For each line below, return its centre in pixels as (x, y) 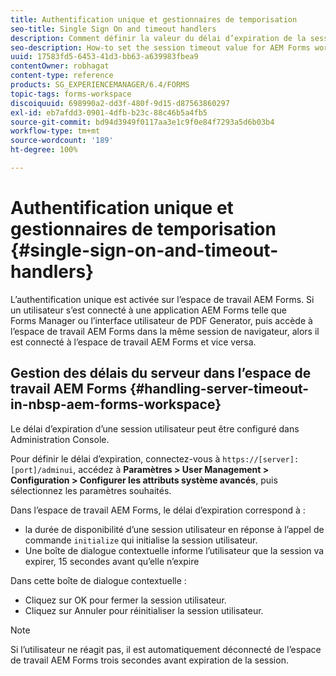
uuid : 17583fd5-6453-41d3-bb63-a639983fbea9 (104, 57)
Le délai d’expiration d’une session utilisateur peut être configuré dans (155, 428)
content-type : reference (62, 76)
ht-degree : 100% (44, 150)
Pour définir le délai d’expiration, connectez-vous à (115, 458)
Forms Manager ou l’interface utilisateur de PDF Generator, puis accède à (161, 320)
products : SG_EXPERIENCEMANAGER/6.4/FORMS (100, 85)
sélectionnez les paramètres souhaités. (91, 490)
